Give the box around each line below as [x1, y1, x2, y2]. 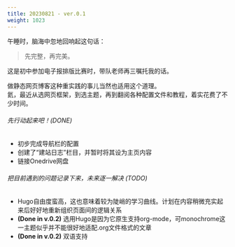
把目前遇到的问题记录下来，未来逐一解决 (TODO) [7, 174, 148, 183]
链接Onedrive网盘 [17, 157, 69, 165]
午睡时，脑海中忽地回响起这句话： [7, 36, 106, 45]
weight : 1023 [7, 17, 45, 24]
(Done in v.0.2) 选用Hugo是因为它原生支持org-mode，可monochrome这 [17, 214, 226, 223]
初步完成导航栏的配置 [17, 139, 79, 148]
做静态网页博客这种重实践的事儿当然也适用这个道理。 [7, 81, 161, 90]
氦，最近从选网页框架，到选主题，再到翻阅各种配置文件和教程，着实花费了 [7, 90, 222, 99]
